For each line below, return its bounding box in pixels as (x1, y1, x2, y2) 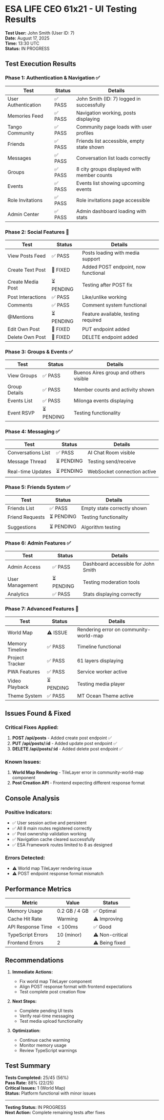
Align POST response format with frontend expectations (19, 984, 132, 989)
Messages (7, 154, 32, 161)
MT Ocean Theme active (77, 693, 134, 700)
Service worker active (77, 668, 127, 675)
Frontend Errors (7, 940, 44, 946)
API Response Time (7, 923, 53, 930)
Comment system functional (82, 302, 147, 308)
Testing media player (77, 681, 125, 687)
